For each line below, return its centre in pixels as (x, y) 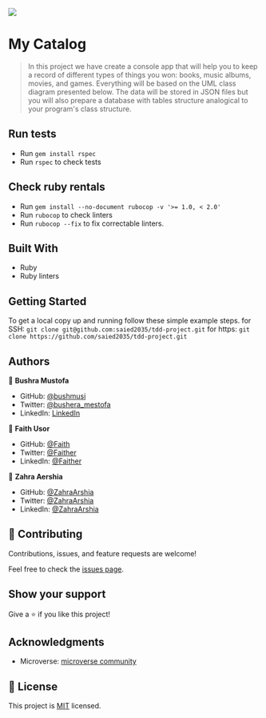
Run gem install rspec (58, 153)
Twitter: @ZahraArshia (57, 501)
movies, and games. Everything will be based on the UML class (132, 83)
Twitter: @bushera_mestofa (65, 405)
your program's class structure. (79, 109)
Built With (33, 248)
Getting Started (48, 301)
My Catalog (47, 44)
